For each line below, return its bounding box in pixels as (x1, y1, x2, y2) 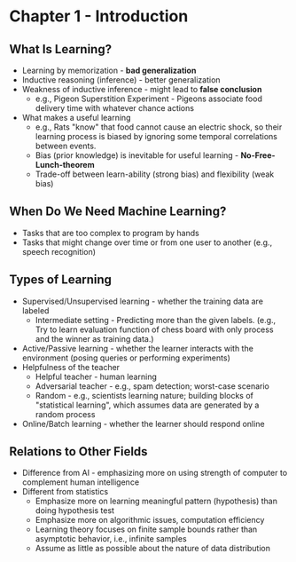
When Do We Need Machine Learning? (9, 204, 227, 219)
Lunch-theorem (35, 160, 95, 170)
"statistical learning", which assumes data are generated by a (35, 400, 260, 410)
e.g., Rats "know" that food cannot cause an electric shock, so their (35, 122, 283, 132)
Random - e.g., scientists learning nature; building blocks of (35, 390, 254, 400)
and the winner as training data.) (35, 333, 154, 344)
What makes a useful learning (21, 113, 131, 123)
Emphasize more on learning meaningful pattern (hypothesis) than (35, 495, 277, 507)
